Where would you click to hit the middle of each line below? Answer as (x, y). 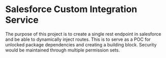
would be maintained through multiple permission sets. (63, 50)
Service (22, 20)
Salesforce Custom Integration (71, 9)
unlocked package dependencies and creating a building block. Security (81, 44)
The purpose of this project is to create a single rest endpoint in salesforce (83, 34)
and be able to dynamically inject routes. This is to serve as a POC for (78, 39)
